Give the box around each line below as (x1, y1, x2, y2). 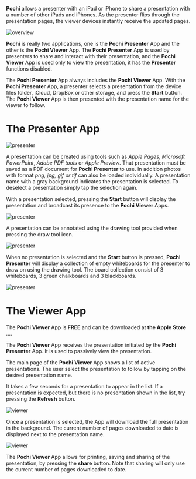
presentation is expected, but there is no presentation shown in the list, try (6, 389, 185, 396)
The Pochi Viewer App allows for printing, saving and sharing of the (6, 453, 170, 460)
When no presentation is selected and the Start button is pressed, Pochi (6, 253, 181, 260)
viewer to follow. (6, 102, 46, 108)
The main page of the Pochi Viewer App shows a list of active (6, 359, 156, 366)
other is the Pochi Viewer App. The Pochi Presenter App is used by (6, 46, 170, 53)
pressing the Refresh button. (6, 395, 76, 402)
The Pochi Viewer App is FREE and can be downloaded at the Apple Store (6, 323, 186, 331)
